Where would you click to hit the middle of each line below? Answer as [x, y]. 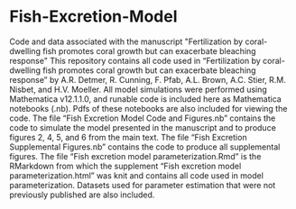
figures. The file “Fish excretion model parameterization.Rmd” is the [135, 156]
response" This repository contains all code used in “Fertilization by [135, 60]
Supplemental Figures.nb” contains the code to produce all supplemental [145, 147]
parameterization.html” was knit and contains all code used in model [137, 175]
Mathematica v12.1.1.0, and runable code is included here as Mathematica [145, 99]
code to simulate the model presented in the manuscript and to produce [143, 127]
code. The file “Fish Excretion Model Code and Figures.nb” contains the [143, 118]
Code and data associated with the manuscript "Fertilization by [126, 41]
